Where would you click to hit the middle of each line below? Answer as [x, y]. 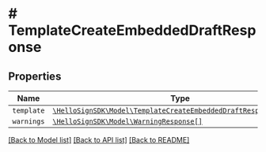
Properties [35, 76]
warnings [28, 122]
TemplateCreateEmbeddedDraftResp [132, 30]
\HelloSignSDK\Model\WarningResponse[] [128, 122]
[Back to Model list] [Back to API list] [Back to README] [99, 140]
